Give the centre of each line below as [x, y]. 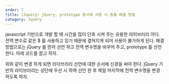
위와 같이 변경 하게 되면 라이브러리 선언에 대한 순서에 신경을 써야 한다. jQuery [81, 64]
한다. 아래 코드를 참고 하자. [32, 53]
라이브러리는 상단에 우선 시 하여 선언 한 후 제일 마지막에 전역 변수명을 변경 [87, 70]
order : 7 [14, 10]
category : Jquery [24, 19]
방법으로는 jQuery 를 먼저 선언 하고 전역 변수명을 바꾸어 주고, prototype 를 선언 [83, 47]
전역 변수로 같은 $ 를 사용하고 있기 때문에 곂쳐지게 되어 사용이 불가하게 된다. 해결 [85, 40]
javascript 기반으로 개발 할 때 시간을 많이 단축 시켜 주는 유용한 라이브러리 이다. [83, 34]
